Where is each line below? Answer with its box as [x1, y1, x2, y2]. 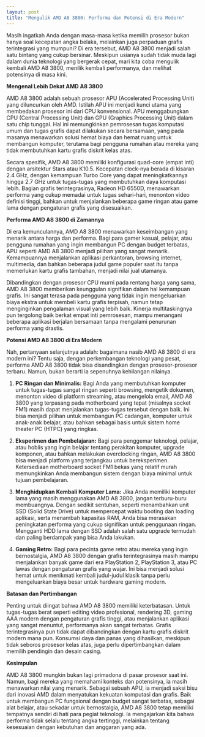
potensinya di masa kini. [6, 71, 67, 78]
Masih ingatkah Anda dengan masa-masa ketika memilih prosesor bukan [6, 31, 190, 39]
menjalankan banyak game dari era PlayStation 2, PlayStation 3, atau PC [15, 559, 198, 566]
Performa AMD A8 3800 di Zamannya [6, 216, 105, 223]
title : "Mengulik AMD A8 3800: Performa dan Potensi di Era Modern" [6, 15, 185, 21]
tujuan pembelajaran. [15, 476, 69, 483]
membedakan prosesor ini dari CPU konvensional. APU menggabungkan [6, 107, 189, 115]
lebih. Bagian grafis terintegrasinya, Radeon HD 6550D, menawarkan [6, 185, 180, 192]
